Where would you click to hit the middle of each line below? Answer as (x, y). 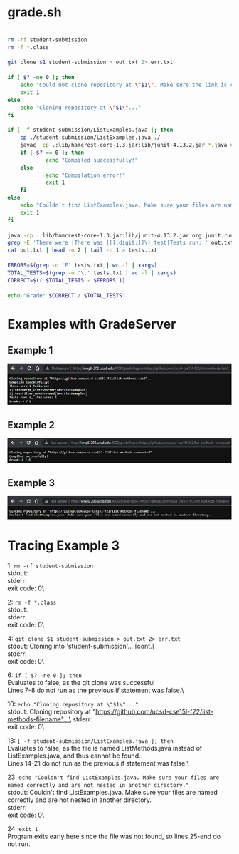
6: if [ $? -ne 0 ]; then (44, 675)
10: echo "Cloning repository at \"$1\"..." (73, 704)
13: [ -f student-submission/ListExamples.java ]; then (91, 740)
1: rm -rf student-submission (51, 565)
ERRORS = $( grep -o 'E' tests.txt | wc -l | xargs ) (83, 266)
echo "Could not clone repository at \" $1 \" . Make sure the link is (124, 85)
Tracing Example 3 (63, 545)
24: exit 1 (23, 828)
